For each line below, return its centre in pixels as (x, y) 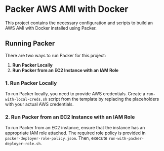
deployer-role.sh (23, 144)
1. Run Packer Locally (31, 83)
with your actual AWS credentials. (40, 104)
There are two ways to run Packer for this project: (56, 55)
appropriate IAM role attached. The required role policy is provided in (75, 133)
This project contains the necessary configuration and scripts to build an (79, 23)
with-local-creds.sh (26, 100)
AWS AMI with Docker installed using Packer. (51, 28)
